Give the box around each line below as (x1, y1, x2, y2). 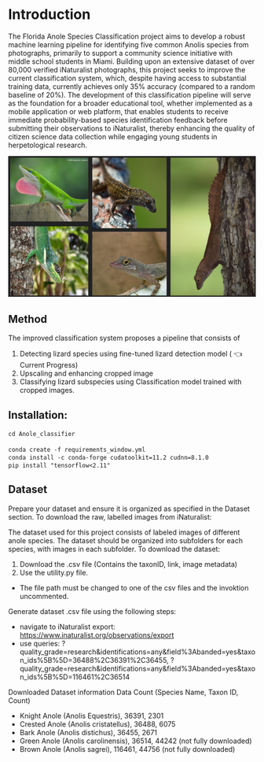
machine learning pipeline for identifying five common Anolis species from (8, 39, 249, 49)
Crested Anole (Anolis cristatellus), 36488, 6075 (19, 719, 176, 729)
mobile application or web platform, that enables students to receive (8, 106, 229, 116)
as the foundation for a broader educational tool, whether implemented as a (8, 98, 253, 108)
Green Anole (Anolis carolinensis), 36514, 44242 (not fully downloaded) (19, 736, 253, 745)
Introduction (8, 6, 91, 24)
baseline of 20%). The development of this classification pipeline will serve (8, 90, 251, 99)
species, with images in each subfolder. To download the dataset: (8, 544, 221, 553)
